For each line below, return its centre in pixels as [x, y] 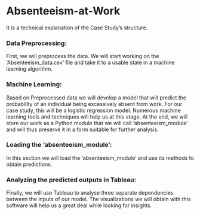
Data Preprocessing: [37, 43]
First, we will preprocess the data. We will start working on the [83, 56]
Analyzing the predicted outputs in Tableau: [71, 180]
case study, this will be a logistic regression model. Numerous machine [93, 110]
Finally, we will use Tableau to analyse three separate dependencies [90, 193]
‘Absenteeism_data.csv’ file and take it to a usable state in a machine [90, 63]
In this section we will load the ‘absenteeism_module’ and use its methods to [100, 158]
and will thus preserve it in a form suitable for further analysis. [83, 129]
